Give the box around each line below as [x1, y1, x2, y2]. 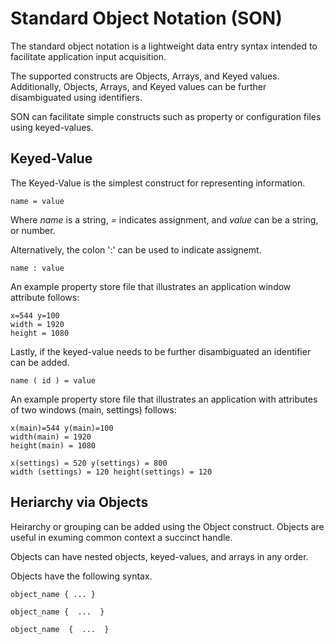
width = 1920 [10, 319, 65, 329]
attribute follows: [10, 291, 80, 303]
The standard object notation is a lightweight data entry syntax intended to [10, 40, 318, 52]
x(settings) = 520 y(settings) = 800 [10, 458, 168, 468]
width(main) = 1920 [10, 432, 92, 442]
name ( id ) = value [10, 375, 97, 386]
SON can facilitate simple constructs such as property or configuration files [10, 110, 322, 122]
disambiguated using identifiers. [10, 91, 143, 103]
